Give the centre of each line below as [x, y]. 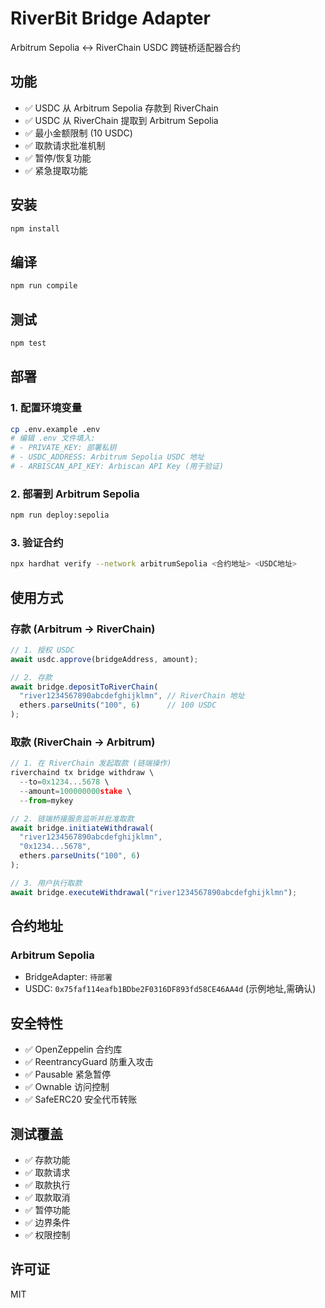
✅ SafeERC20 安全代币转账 [81, 1099]
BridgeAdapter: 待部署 [68, 977]
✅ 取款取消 [47, 1198]
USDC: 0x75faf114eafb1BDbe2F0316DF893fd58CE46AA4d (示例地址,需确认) [170, 989]
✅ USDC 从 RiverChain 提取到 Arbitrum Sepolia [121, 120]
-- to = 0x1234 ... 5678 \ [64, 782]
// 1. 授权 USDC [42, 650]
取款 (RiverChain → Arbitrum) [83, 742]
